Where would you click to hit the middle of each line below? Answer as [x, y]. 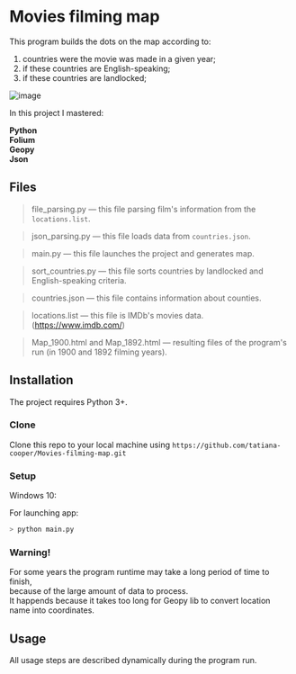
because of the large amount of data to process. [99, 591]
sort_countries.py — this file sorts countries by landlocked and [147, 271]
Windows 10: [33, 496]
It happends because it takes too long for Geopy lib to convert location [140, 601]
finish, [21, 581]
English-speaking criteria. [79, 280]
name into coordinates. [52, 610]
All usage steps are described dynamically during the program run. [133, 661]
